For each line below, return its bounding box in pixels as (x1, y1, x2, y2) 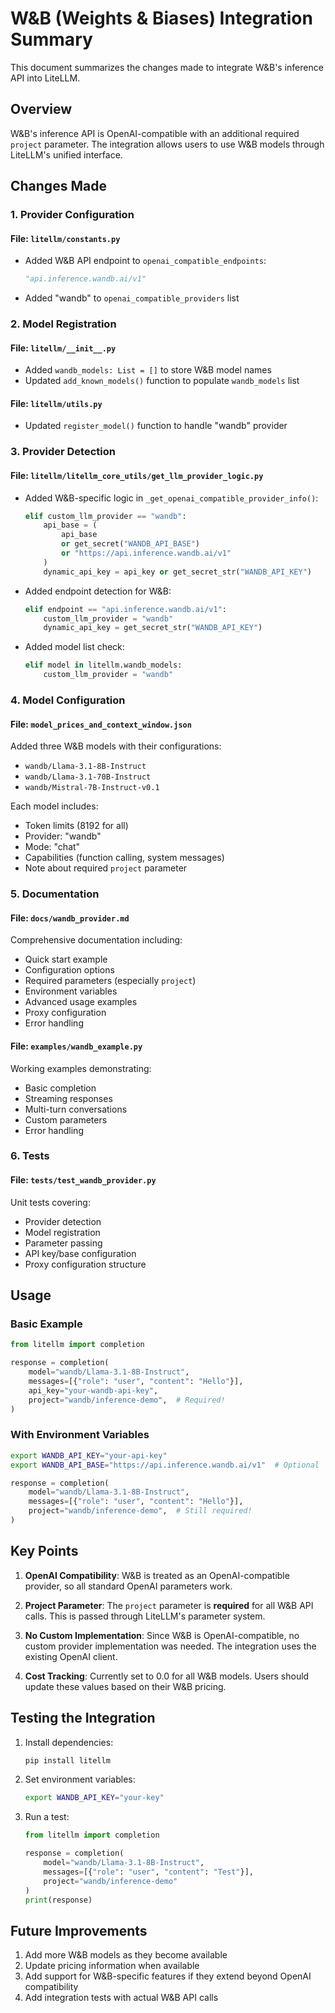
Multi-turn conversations (24, 1103, 128, 1115)
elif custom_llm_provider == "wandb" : (24, 511, 187, 521)
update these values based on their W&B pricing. (24, 1680, 227, 1692)
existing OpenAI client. (24, 1650, 118, 1662)
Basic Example (10, 1317, 83, 1331)
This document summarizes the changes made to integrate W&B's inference (10, 61, 324, 73)
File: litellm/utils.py (10, 397, 103, 409)
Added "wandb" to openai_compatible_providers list (24, 292, 240, 304)
